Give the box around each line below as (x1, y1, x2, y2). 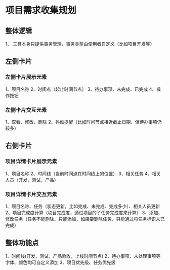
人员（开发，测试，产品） (5, 177, 59, 183)
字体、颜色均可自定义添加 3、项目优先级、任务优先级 (5, 259, 116, 265)
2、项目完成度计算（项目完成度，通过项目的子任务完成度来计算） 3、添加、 (5, 209, 163, 216)
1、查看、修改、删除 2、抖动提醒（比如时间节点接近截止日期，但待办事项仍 (5, 119, 162, 125)
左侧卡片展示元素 (5, 74, 47, 81)
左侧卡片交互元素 (5, 106, 47, 113)
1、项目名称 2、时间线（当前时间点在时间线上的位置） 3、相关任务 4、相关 (5, 171, 161, 177)
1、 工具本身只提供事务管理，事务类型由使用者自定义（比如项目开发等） (5, 41, 155, 47)
